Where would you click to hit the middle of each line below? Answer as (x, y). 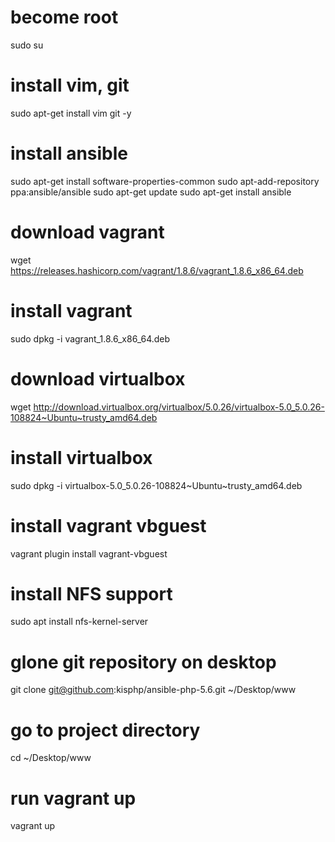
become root (64, 17)
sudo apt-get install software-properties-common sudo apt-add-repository (165, 181)
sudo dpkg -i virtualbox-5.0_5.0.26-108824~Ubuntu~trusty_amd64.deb (156, 485)
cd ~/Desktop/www (51, 758)
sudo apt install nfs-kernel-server (79, 622)
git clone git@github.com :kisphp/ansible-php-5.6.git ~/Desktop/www (153, 690)
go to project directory (105, 730)
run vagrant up (73, 798)
